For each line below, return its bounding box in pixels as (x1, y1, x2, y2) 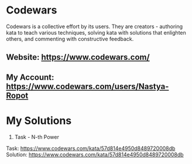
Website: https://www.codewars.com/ (6, 52, 150, 62)
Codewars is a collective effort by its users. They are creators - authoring (6, 23, 183, 30)
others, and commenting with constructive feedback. (6, 35, 134, 42)
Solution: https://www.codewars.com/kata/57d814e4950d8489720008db (6, 151, 184, 158)
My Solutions (6, 114, 72, 127)
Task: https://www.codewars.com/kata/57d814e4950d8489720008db (6, 145, 176, 152)
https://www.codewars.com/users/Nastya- (6, 81, 169, 91)
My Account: (6, 72, 54, 82)
